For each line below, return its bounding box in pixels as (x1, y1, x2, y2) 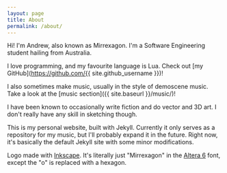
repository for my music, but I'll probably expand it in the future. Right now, (7, 131, 218, 139)
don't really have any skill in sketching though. (7, 110, 138, 118)
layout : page (7, 10, 44, 17)
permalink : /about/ (7, 23, 63, 29)
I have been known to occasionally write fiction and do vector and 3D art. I (7, 103, 217, 111)
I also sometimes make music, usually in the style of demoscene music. (7, 83, 209, 91)
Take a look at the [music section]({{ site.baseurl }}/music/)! (7, 90, 176, 98)
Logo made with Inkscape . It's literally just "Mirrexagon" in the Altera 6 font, (7, 151, 221, 159)
